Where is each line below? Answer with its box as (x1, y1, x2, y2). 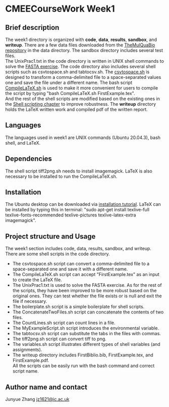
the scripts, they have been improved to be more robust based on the (12, 288, 157, 294)
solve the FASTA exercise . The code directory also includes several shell (5, 64, 156, 69)
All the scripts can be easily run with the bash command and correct (12, 363, 155, 369)
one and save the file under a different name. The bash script (5, 79, 133, 85)
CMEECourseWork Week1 (5, 3, 115, 15)
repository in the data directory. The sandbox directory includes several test (5, 48, 163, 53)
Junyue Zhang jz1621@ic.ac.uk (5, 396, 70, 402)
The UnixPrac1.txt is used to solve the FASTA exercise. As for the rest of (12, 282, 162, 288)
